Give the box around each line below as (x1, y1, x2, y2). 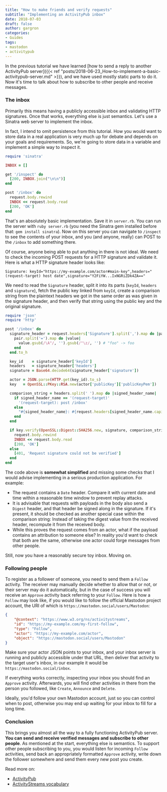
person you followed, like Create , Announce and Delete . (5, 686, 116, 692)
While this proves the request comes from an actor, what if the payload (12, 527, 158, 533)
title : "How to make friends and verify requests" (5, 7, 112, 12)
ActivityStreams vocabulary (12, 781, 70, 787)
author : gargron (5, 26, 39, 31)
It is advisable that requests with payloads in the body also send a (12, 500, 148, 506)
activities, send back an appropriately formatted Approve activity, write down (5, 751, 162, 757)
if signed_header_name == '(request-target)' (14, 395, 110, 400)
